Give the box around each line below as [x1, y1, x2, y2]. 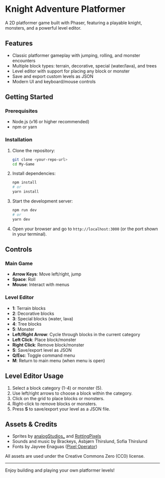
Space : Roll [12, 276, 36, 282]
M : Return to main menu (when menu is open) [12, 357, 106, 363]
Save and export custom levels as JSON [12, 73, 94, 79]
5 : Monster [12, 326, 35, 332]
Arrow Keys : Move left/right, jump [12, 271, 82, 277]
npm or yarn [12, 124, 37, 130]
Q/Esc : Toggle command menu [12, 352, 75, 358]
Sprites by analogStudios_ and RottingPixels [12, 433, 102, 439]
